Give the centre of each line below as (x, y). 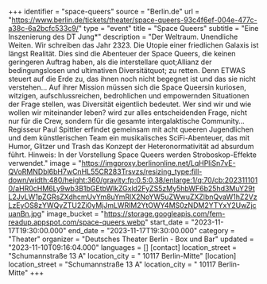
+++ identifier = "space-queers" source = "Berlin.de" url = (104, 12)
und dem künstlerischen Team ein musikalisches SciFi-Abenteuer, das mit (129, 138)
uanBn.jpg (25, 214)
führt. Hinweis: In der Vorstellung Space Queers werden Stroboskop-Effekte (132, 155)
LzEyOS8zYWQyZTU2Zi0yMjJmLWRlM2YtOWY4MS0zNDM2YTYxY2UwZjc (132, 205)
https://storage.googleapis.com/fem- (164, 214)
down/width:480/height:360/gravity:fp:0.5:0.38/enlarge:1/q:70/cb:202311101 (133, 180)
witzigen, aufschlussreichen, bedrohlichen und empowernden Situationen (129, 96)
